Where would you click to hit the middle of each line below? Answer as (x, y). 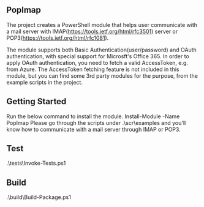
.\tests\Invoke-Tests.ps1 (36, 163)
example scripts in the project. (44, 82)
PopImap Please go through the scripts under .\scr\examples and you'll (96, 122)
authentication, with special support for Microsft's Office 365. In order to (98, 56)
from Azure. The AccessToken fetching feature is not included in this (93, 69)
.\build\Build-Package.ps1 (39, 197)
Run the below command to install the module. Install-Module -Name (93, 116)
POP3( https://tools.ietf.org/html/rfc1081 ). (58, 38)
